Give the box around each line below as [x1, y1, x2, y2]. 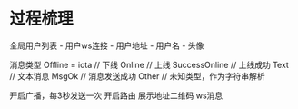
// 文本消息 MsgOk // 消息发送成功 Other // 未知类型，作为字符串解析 [9, 70, 265, 82]
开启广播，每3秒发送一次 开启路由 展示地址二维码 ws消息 [9, 90, 223, 101]
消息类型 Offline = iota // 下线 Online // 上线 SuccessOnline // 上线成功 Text [9, 59, 289, 70]
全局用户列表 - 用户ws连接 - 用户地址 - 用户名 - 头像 [9, 40, 204, 51]
